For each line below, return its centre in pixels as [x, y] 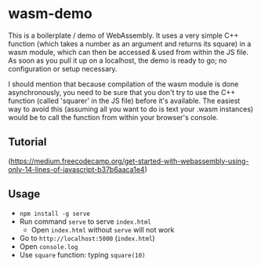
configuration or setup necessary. [63, 68]
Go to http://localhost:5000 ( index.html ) [87, 238]
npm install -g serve [54, 214]
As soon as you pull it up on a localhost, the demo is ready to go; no [118, 60]
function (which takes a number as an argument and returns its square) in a [130, 43]
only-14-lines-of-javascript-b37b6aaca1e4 [76, 169]
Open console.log [49, 246]
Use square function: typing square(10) [83, 254]
